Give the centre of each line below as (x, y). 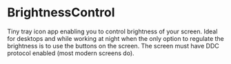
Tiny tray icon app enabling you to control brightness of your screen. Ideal (112, 31)
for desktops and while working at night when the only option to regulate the (115, 38)
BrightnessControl (61, 13)
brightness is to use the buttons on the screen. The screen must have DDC (113, 46)
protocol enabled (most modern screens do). (71, 53)
